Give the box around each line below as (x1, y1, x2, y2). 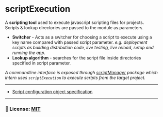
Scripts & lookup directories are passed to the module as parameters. (5, 24, 144, 30)
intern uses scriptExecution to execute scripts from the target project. (5, 75, 146, 80)
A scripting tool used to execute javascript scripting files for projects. (5, 19, 144, 25)
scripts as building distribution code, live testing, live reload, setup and (12, 44, 154, 50)
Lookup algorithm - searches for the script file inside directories (12, 55, 142, 60)
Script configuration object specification (12, 89, 93, 95)
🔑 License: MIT (5, 105, 41, 112)
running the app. (12, 50, 46, 56)
